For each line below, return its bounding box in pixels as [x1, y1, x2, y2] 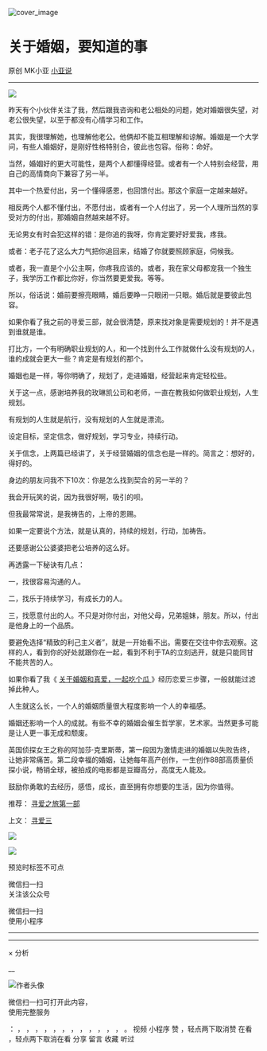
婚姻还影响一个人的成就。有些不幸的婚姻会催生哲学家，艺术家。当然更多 [8, 717, 245, 728]
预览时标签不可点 [8, 862, 64, 872]
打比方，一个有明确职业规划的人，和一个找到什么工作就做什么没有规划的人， [8, 343, 259, 354]
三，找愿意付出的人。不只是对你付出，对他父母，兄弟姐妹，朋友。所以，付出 [8, 610, 259, 620]
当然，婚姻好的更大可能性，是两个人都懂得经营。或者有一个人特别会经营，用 [8, 158, 259, 168]
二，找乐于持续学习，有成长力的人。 [8, 593, 127, 603]
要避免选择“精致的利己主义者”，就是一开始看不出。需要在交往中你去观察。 [8, 637, 252, 647]
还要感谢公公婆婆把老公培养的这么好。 [8, 542, 133, 553]
